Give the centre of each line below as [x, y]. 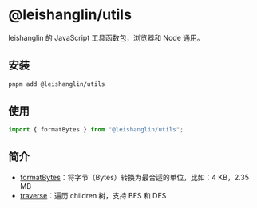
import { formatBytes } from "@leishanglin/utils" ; [96, 130]
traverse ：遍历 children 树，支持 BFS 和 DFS [93, 196]
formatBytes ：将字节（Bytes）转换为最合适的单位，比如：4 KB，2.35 [134, 178]
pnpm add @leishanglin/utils [57, 84]
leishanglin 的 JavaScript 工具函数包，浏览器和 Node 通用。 [106, 37]
